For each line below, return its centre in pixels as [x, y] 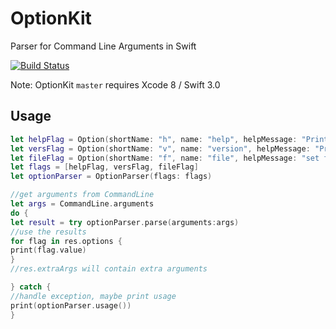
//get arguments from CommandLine [82, 195]
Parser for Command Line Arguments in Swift [103, 46]
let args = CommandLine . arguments [82, 204]
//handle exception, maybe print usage [93, 296]
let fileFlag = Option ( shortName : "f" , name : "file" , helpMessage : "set [165, 158]
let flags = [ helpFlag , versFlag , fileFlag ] [104, 167]
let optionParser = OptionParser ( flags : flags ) [111, 177]
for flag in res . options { [66, 241]
